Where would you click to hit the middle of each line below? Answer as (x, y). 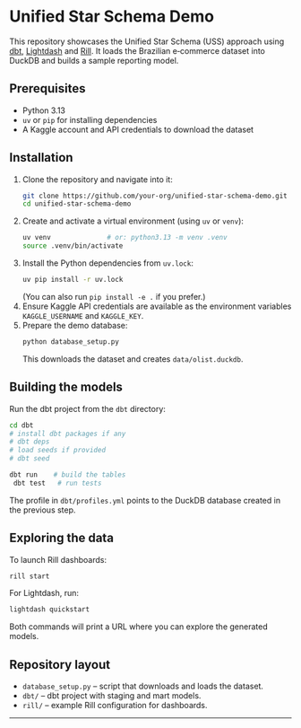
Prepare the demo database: (75, 325)
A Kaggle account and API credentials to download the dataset (138, 129)
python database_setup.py (70, 342)
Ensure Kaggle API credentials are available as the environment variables (157, 306)
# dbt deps (30, 442)
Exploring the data (62, 538)
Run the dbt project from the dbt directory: (87, 408)
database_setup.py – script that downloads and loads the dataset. (143, 686)
